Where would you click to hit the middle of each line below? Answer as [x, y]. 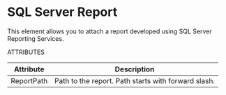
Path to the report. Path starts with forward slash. [135, 80]
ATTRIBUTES [26, 52]
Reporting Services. [36, 38]
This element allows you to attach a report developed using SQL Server [110, 31]
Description [135, 69]
